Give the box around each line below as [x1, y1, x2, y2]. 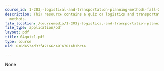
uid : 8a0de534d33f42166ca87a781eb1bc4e [5, 44, 86, 48]
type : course [5, 39, 32, 44]
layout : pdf [5, 30, 29, 35]
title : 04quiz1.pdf [5, 35, 45, 40]
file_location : [5, 21, 36, 26]
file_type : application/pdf [5, 25, 62, 30]
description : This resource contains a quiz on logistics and [5, 12, 134, 17]
